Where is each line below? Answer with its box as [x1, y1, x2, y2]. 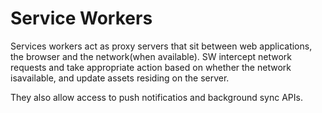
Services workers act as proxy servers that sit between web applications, [10, 40, 313, 52]
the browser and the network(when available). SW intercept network [10, 50, 292, 62]
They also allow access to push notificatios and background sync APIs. [10, 91, 303, 103]
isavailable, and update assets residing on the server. [10, 72, 230, 84]
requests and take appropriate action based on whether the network [10, 61, 292, 73]
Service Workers [10, 7, 153, 30]
